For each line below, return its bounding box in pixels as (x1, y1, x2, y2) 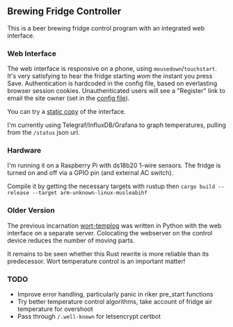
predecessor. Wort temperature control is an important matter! (7, 257, 186, 265)
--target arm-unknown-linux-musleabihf (32, 190, 148, 196)
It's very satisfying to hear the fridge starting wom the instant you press (7, 72, 213, 81)
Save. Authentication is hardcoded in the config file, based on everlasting (7, 79, 218, 87)
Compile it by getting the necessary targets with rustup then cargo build (7, 182, 216, 190)
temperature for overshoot (17, 305, 94, 313)
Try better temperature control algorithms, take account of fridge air (17, 298, 213, 305)
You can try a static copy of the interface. (7, 108, 127, 116)
